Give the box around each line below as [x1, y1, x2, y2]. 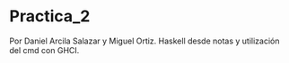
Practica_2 [9, 6, 91, 27]
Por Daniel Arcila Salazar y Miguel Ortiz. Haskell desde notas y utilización [9, 35, 280, 46]
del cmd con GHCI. [9, 44, 80, 55]
